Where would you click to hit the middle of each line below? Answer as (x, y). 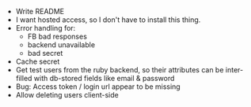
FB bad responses (57, 36)
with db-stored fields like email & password (104, 78)
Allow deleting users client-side (67, 95)
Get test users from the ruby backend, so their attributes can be (120, 70)
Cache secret (38, 61)
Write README (40, 11)
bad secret (45, 53)
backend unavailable (61, 45)
